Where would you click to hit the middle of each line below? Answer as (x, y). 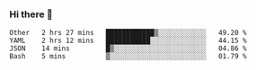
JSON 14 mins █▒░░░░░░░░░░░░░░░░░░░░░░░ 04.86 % (128, 48)
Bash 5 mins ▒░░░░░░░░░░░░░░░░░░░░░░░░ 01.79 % (128, 57)
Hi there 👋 (31, 14)
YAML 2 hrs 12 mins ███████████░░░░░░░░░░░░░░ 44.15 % (128, 41)
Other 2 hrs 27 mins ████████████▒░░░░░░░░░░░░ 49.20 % (128, 33)
